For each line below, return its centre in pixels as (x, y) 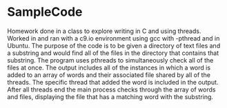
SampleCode (45, 12)
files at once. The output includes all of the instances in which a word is (109, 67)
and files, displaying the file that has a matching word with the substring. (110, 96)
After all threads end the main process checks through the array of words (111, 89)
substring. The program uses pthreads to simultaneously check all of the (110, 60)
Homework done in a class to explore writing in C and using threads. (104, 31)
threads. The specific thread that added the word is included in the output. (113, 82)
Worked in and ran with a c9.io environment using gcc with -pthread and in (113, 38)
